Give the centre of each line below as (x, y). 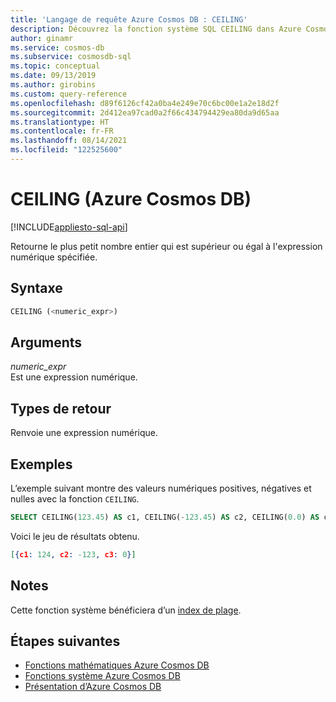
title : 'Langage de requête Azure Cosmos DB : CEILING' (129, 19)
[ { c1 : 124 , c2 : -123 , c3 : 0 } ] (73, 554)
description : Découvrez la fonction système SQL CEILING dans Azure (156, 29)
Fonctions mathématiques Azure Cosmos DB (117, 665)
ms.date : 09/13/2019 (53, 76)
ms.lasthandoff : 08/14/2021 (69, 141)
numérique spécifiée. (54, 257)
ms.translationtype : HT (60, 122)
